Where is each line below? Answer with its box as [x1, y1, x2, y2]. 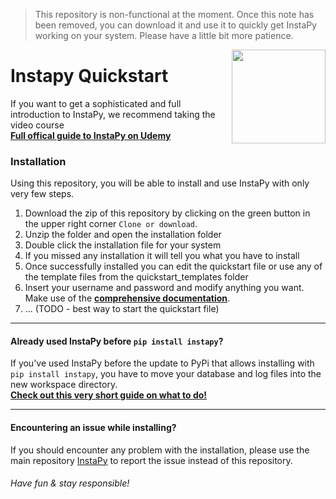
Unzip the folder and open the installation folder [24, 229, 222, 241]
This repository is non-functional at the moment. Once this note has [34, 9, 315, 20]
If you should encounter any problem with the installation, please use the [10, 444, 310, 456]
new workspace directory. [10, 379, 118, 391]
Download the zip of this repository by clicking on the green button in [24, 207, 311, 219]
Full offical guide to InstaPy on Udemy [10, 129, 172, 141]
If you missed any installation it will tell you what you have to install [24, 250, 300, 262]
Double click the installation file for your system [24, 239, 222, 251]
